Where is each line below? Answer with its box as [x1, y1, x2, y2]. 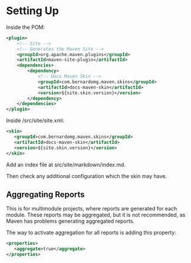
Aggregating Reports [6, 189, 85, 199]
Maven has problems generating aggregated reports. [6, 218, 134, 225]
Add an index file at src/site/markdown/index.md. [6, 161, 126, 168]
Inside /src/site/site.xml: [6, 117, 65, 124]
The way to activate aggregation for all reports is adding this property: [6, 229, 177, 236]
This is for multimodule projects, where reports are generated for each [6, 205, 177, 212]
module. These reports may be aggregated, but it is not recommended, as [6, 211, 186, 219]
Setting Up [6, 4, 59, 18]
